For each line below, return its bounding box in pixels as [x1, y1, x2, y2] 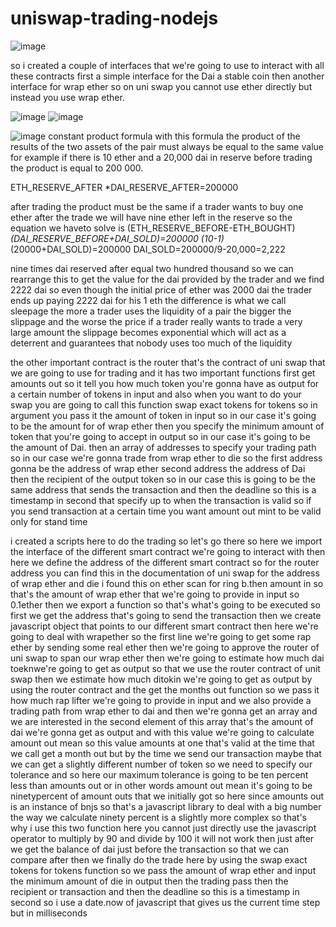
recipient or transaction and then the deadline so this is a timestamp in [10, 885, 300, 897]
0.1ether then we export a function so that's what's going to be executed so [10, 598, 321, 611]
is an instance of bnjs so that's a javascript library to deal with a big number [10, 800, 322, 812]
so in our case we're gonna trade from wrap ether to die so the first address [10, 452, 323, 464]
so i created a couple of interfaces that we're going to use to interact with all [10, 59, 325, 71]
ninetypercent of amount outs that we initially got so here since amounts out [10, 790, 325, 802]
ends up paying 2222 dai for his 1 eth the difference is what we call [10, 294, 287, 306]
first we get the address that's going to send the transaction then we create [10, 609, 322, 621]
